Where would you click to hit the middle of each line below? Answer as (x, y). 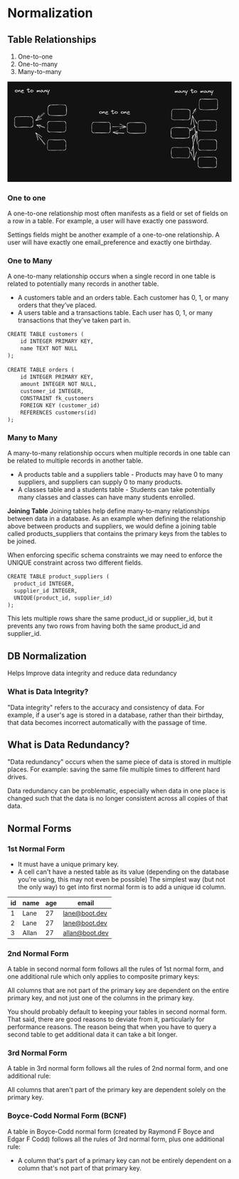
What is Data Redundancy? (69, 745)
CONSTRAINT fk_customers (57, 398)
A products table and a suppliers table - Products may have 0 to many (120, 475)
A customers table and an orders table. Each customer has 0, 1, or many (123, 298)
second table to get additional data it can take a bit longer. (92, 1034)
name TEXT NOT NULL (49, 349)
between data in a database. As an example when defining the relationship (117, 519)
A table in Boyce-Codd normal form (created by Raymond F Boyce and (111, 1131)
